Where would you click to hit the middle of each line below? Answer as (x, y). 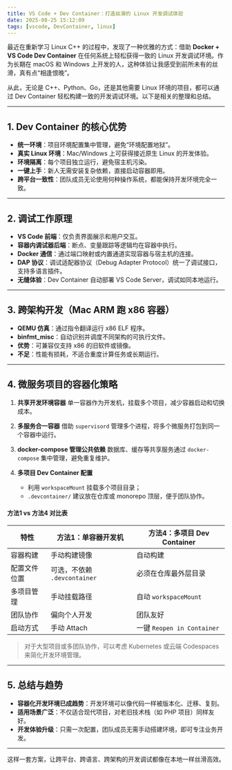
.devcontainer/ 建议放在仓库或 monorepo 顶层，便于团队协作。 (118, 496)
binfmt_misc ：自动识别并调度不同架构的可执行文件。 (93, 337)
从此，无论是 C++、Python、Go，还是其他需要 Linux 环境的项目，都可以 (110, 88)
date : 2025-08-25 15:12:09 (46, 20)
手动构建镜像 (71, 555)
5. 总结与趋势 (35, 685)
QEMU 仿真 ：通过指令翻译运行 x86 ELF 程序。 (83, 328)
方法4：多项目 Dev (179, 532)
